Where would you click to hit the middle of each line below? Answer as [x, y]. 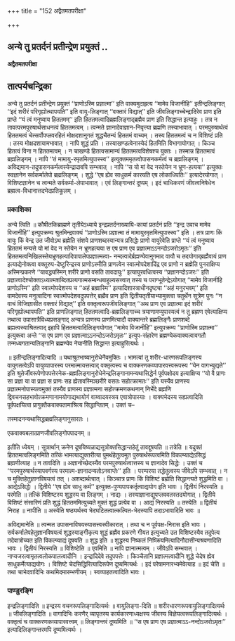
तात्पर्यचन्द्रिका [29, 87]
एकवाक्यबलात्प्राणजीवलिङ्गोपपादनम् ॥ [49, 433]
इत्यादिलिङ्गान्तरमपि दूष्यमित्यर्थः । [45, 630]
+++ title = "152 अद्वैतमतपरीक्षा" [47, 11]
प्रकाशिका [19, 209]
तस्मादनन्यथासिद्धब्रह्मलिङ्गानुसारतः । [48, 419]
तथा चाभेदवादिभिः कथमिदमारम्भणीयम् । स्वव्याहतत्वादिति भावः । [76, 572]
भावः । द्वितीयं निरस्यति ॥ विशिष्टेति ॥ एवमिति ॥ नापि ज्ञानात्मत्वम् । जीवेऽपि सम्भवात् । [102, 548]
